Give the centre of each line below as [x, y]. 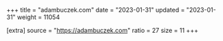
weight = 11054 [38, 17]
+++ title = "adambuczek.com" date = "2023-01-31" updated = [96, 10]
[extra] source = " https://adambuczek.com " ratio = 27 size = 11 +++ [103, 30]
